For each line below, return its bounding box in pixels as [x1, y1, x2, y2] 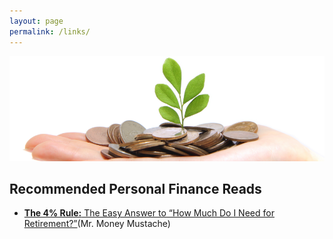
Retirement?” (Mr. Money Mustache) [23, 218, 171, 230]
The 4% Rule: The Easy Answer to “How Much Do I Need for [23, 207, 275, 219]
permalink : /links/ [9, 26, 91, 37]
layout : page [9, 16, 64, 26]
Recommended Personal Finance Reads [9, 180, 262, 197]
